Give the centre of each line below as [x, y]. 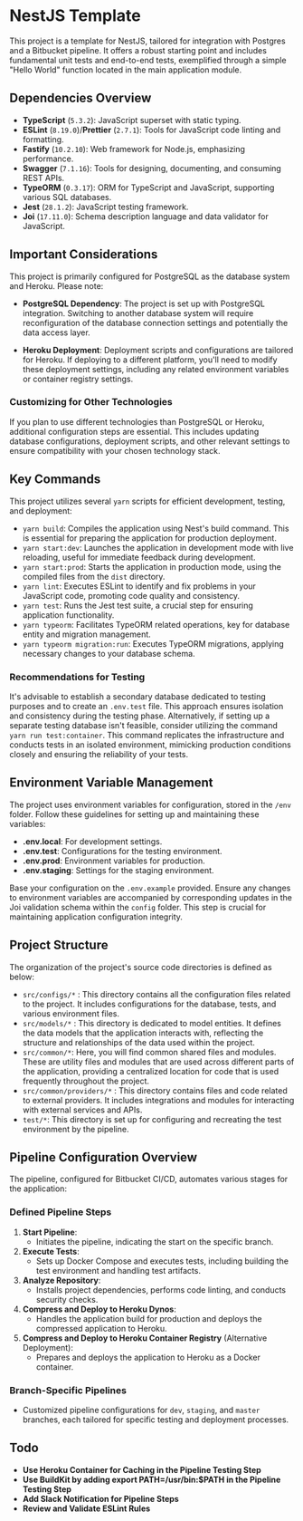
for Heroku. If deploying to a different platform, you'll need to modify [150, 360]
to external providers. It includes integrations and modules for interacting [158, 1100]
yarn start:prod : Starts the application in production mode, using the [152, 566]
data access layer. [56, 332]
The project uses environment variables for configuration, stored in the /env [151, 804]
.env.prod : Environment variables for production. [114, 861]
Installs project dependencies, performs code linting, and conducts [161, 1290]
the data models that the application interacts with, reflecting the [143, 1033]
